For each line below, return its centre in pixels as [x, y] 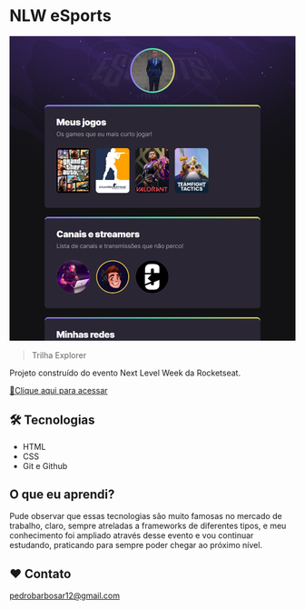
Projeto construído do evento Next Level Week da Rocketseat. [125, 373]
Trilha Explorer [59, 355]
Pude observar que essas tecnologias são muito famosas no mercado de [146, 516]
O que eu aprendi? [62, 495]
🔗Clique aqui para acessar [59, 390]
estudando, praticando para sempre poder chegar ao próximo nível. [136, 545]
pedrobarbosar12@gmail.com [65, 595]
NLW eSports [60, 16]
